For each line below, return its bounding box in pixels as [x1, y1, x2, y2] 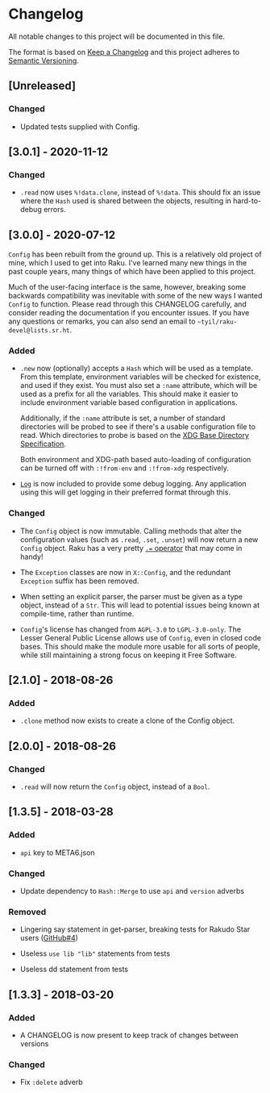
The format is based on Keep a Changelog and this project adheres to [8, 47, 240, 56]
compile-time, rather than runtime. [19, 608, 135, 618]
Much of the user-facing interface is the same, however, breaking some [8, 282, 247, 292]
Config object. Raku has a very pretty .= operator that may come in [19, 543, 243, 553]
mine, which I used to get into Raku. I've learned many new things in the [8, 258, 247, 268]
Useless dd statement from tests [19, 965, 129, 974]
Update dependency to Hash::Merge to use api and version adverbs [19, 886, 244, 896]
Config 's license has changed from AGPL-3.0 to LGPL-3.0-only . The [19, 624, 242, 634]
